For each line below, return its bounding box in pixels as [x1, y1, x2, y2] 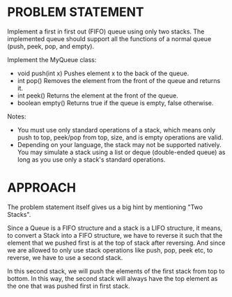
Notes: [7, 112, 26, 121]
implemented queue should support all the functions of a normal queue [7, 34, 212, 43]
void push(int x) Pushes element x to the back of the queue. [17, 69, 190, 77]
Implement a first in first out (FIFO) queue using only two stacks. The [7, 27, 205, 36]
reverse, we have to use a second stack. [7, 253, 123, 261]
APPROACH [7, 180, 77, 196]
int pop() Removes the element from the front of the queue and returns [17, 76, 221, 84]
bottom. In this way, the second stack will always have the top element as [7, 274, 218, 282]
